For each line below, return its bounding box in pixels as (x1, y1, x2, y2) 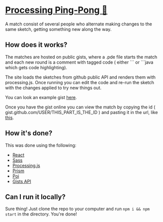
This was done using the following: (5, 142, 77, 148)
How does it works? (5, 41, 68, 49)
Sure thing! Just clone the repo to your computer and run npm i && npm (5, 206, 150, 212)
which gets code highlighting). (5, 64, 68, 70)
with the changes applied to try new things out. (5, 85, 102, 91)
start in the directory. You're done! (5, 211, 77, 217)
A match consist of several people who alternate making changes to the (5, 21, 153, 27)
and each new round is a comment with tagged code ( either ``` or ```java (5, 59, 154, 65)
